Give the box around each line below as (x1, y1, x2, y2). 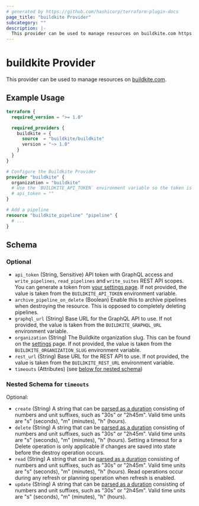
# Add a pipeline (6, 207, 49, 213)
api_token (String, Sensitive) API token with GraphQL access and (14, 271, 174, 278)
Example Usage (6, 93, 65, 103)
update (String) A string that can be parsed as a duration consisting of (14, 481, 185, 488)
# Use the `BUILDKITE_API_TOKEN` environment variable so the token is (11, 185, 192, 191)
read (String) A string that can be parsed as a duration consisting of (14, 456, 179, 463)
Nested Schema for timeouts (6, 380, 89, 389)
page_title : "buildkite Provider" (6, 14, 92, 20)
